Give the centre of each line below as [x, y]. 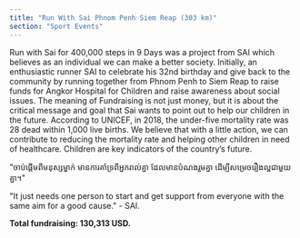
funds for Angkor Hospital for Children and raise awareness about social [145, 91]
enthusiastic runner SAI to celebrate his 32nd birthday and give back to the [150, 71]
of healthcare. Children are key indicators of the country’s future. [131, 149]
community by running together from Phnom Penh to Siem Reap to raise [144, 81]
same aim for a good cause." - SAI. [75, 205]
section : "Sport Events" [56, 26]
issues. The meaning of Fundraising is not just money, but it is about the [144, 100]
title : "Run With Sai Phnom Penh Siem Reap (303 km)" [114, 18]
